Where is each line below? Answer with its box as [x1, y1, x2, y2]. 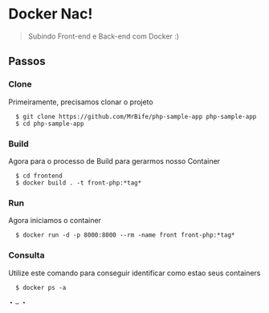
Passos [8, 55, 46, 68]
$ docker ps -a [15, 283, 67, 291]
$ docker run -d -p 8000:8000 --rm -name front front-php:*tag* [15, 231, 235, 239]
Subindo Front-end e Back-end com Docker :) [27, 31, 179, 41]
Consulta [8, 250, 45, 261]
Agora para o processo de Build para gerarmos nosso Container [8, 156, 221, 165]
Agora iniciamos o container [8, 216, 102, 226]
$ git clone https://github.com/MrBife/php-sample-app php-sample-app [15, 112, 257, 120]
